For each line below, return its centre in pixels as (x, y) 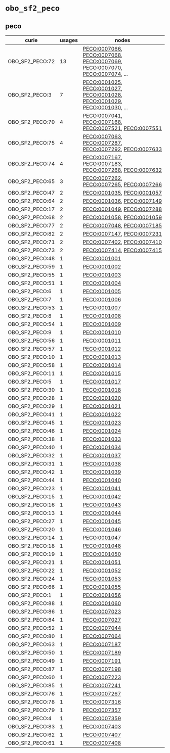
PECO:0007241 (102, 686)
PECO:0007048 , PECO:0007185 (122, 226)
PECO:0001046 (102, 529)
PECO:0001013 (102, 357)
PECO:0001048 (102, 546)
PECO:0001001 (102, 258)
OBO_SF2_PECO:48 (31, 258)
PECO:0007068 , (103, 55)
